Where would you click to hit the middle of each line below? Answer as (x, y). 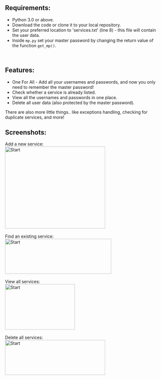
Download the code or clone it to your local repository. (66, 25)
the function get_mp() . (34, 45)
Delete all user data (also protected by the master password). (73, 103)
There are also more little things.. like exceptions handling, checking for (76, 112)
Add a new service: (24, 144)
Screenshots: (26, 132)
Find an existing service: (30, 236)
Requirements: (28, 8)
